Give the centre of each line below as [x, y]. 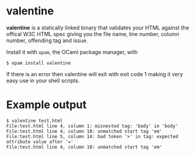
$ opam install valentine [38, 63]
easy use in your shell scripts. [43, 80]
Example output [46, 105]
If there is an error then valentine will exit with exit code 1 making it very [94, 74]
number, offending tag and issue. [47, 40]
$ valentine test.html [34, 121]
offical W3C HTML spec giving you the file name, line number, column [93, 34]
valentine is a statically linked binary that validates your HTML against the [98, 28]
